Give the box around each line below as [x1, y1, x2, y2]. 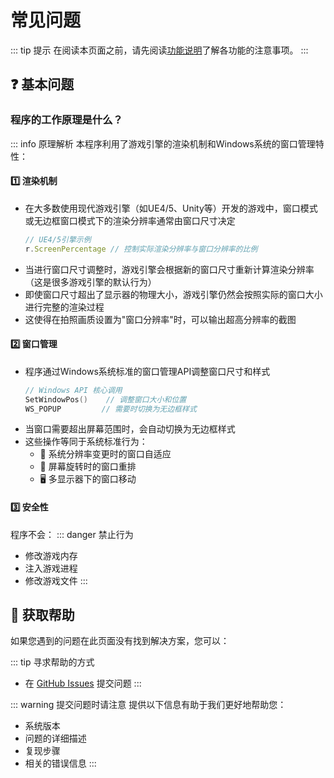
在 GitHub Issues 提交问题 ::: [24, 677, 142, 690]
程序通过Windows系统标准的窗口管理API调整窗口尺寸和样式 [24, 365, 271, 377]
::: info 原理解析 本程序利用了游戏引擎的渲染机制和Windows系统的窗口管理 [10, 137, 316, 150]
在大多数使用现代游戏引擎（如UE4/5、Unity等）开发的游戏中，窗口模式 [24, 202, 318, 214]
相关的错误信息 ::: [24, 757, 97, 770]
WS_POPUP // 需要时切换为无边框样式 [24, 404, 197, 414]
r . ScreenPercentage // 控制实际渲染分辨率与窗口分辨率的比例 [24, 244, 258, 254]
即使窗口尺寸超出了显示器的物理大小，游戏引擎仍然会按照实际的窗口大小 [24, 288, 323, 300]
